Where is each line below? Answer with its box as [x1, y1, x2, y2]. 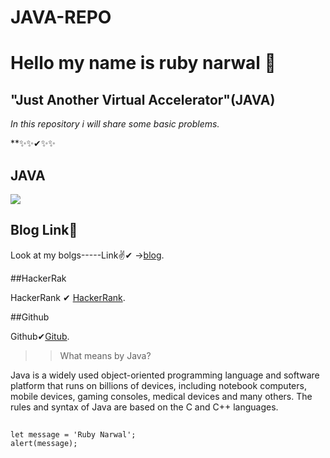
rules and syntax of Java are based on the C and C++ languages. [10, 401, 279, 413]
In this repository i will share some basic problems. [10, 118, 220, 130]
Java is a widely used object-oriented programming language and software [10, 369, 320, 381]
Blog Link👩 [10, 222, 78, 239]
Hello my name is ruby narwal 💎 [10, 52, 277, 75]
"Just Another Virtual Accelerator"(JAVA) [10, 91, 276, 108]
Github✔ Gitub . [10, 330, 70, 342]
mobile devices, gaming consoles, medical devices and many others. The [10, 390, 313, 402]
